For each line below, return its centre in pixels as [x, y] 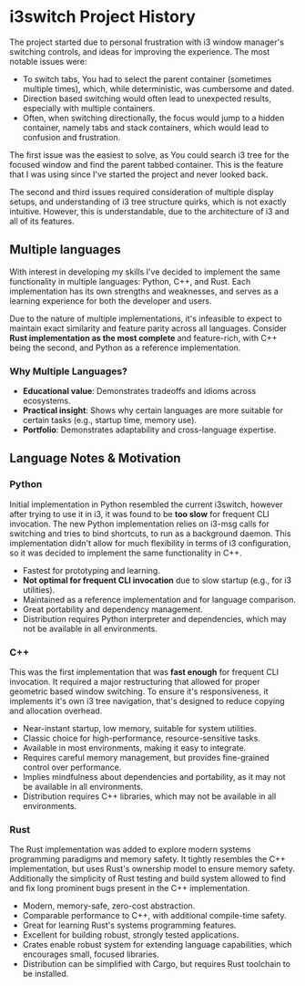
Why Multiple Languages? [68, 371]
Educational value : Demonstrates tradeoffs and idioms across [139, 391]
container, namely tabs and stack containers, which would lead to [146, 127]
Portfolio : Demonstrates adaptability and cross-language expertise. [149, 430]
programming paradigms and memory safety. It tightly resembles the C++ [147, 859]
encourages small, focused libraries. [91, 954]
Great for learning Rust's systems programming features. [129, 925]
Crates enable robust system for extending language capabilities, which [158, 945]
